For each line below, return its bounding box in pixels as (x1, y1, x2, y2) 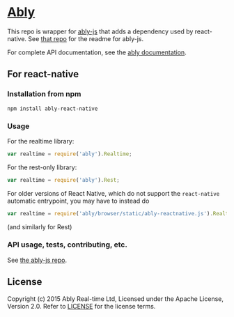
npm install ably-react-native (7, 105, 98, 112)
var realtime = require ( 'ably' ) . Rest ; (7, 176, 120, 183)
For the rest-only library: (7, 163, 77, 171)
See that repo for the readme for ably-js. (27, 34, 144, 42)
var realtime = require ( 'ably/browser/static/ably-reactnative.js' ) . (7, 210, 214, 217)
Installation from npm (7, 89, 81, 99)
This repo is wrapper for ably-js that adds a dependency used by (7, 27, 194, 36)
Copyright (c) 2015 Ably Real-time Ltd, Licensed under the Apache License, (7, 294, 224, 303)
